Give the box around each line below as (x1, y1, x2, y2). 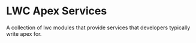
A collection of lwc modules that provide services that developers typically (6, 24, 191, 31)
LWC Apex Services (6, 4, 107, 18)
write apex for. (6, 30, 42, 37)
